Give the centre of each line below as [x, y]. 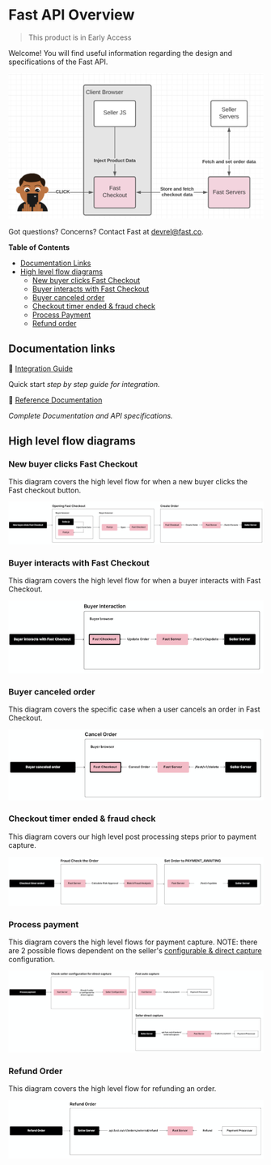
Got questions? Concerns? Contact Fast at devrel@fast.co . [106, 231]
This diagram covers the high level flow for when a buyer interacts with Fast [135, 581]
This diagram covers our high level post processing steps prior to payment [133, 836]
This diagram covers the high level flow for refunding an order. [112, 1089]
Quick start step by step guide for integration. [84, 384]
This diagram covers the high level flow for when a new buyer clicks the [128, 482]
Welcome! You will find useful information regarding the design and [121, 53]
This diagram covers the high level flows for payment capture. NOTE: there [133, 942]
